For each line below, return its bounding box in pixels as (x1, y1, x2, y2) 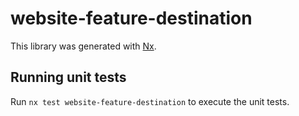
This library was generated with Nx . (10, 40, 157, 52)
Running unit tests (10, 69, 127, 86)
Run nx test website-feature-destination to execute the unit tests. (10, 95, 290, 107)
